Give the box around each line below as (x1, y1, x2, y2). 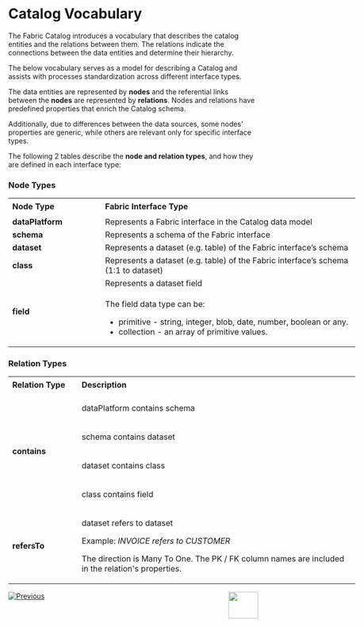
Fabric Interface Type (105, 201, 189, 212)
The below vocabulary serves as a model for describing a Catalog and (8, 63, 238, 72)
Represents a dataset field (105, 277, 203, 289)
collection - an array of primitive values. (118, 326, 268, 337)
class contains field (82, 488, 154, 499)
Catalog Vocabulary (8, 5, 143, 23)
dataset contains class (82, 460, 165, 471)
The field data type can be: (105, 298, 205, 309)
